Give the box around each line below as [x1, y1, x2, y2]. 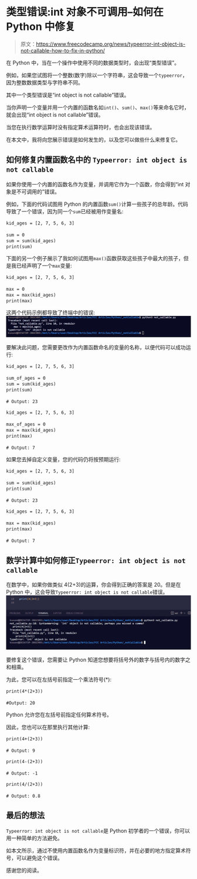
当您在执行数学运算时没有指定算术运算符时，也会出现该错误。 [6, 124, 155, 131]
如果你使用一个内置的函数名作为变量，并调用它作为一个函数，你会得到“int [6, 180, 184, 188]
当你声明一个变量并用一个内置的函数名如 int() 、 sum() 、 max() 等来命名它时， [6, 104, 189, 111]
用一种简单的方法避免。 [6, 834, 63, 841]
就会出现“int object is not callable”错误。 [6, 111, 104, 118]
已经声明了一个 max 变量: [16, 262, 72, 269]
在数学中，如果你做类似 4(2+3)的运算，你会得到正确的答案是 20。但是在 [6, 581, 181, 588]
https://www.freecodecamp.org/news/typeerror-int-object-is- [36, 40, 186, 47]
